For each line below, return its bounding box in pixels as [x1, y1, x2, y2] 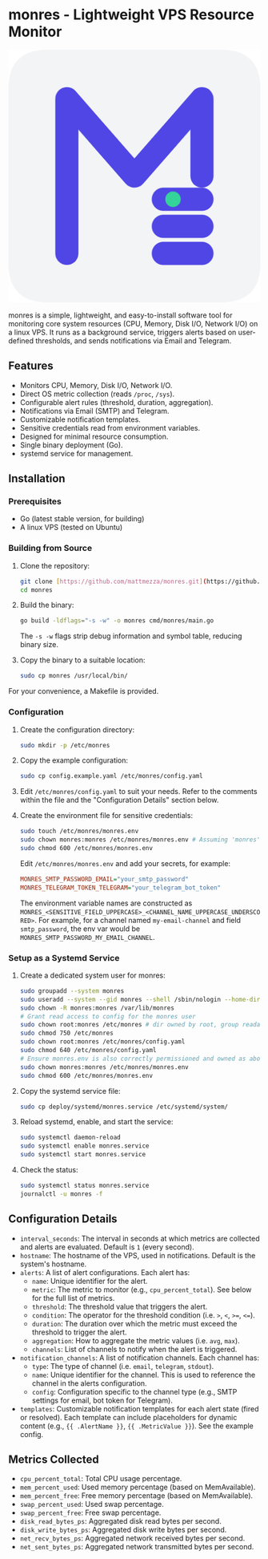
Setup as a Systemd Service [8, 952, 120, 963]
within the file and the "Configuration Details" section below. [19, 796, 219, 805]
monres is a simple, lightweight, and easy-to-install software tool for [8, 310, 233, 320]
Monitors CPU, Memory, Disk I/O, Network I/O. [19, 380, 173, 390]
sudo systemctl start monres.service [19, 1151, 146, 1159]
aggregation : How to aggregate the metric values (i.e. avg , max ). [31, 1335, 240, 1345]
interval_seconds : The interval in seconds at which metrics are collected [19, 1233, 260, 1243]
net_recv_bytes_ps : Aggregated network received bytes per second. [19, 1533, 246, 1543]
